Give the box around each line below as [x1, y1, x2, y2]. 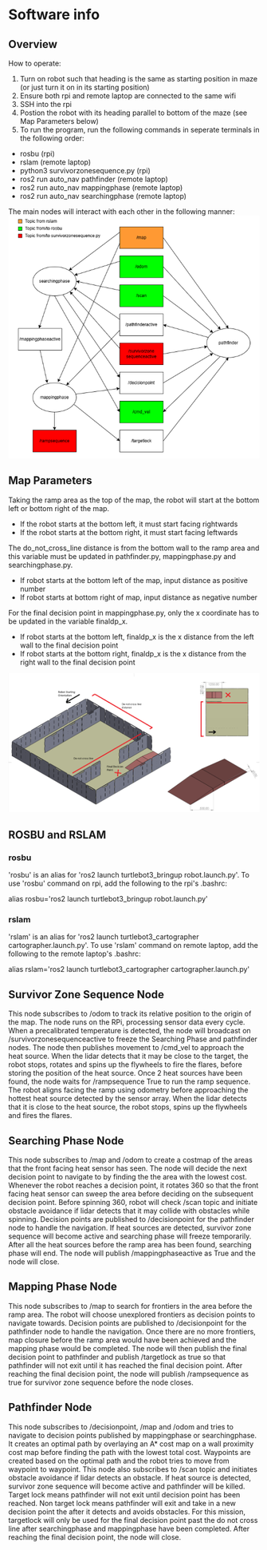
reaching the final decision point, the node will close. [8, 1532, 182, 1542]
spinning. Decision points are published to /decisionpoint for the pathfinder [8, 1215, 255, 1224]
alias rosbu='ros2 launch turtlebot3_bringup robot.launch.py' [8, 894, 209, 904]
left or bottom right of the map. [8, 503, 110, 513]
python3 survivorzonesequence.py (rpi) [19, 166, 151, 175]
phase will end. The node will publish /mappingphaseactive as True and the [8, 1248, 257, 1259]
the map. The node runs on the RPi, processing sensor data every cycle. [8, 1017, 245, 1027]
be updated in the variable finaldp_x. [8, 616, 128, 626]
